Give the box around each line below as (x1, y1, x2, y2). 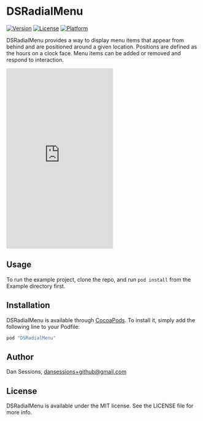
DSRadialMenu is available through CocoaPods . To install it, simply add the (6, 316, 196, 323)
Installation (6, 300, 50, 311)
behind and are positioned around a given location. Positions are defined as (6, 43, 197, 50)
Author (6, 352, 34, 362)
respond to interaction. (6, 56, 64, 63)
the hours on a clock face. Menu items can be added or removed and (6, 49, 181, 56)
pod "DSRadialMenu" (6, 334, 56, 341)
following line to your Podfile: (6, 323, 80, 330)
